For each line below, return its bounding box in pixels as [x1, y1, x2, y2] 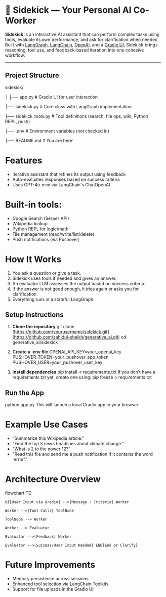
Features [5, 155, 42, 166]
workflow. [5, 52, 25, 58]
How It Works [5, 254, 62, 265]
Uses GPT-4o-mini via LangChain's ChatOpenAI [12, 181, 110, 187]
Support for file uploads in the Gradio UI [12, 586, 94, 592]
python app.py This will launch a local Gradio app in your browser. [5, 402, 140, 408]
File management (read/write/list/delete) [12, 231, 95, 237]
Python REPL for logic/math [12, 226, 69, 232]
